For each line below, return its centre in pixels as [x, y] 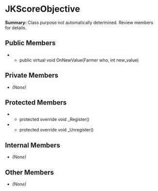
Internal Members [33, 145]
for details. [16, 27]
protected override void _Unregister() [56, 130]
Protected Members [36, 102]
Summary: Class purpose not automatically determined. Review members [79, 22]
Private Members [32, 75]
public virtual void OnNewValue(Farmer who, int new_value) [79, 60]
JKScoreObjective [43, 9]
